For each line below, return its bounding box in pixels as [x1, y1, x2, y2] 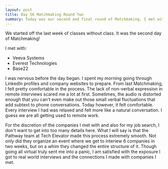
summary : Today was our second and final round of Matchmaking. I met [5, 16, 155, 21]
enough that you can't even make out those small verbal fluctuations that [5, 96, 155, 102]
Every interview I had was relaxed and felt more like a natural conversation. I [5, 107, 162, 113]
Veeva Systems [12, 55, 44, 61]
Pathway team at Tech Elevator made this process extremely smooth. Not [5, 133, 156, 139]
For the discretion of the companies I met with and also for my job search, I [5, 122, 160, 128]
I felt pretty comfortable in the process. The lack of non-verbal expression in [5, 86, 163, 92]
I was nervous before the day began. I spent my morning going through [5, 75, 152, 81]
